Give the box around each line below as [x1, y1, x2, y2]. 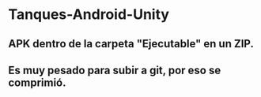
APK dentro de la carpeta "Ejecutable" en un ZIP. [8, 37, 255, 50]
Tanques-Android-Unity [8, 6, 170, 24]
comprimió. [8, 76, 66, 89]
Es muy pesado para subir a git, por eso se [8, 63, 221, 76]
